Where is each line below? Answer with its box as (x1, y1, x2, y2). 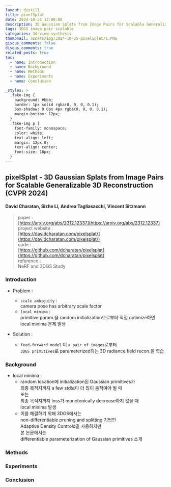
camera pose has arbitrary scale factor (20, 303, 102, 309)
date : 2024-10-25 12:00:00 (5, 17, 63, 22)
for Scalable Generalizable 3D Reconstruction (5, 181, 154, 190)
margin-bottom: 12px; (14, 112, 60, 117)
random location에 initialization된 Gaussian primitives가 (20, 378, 135, 385)
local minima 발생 (20, 404, 56, 411)
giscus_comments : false (5, 41, 56, 46)
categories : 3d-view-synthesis (5, 31, 72, 36)
